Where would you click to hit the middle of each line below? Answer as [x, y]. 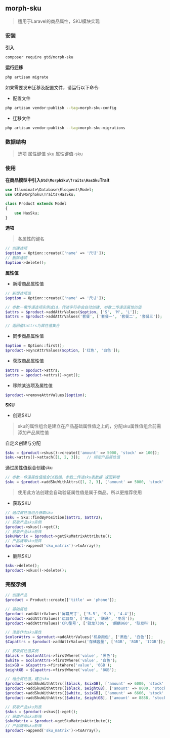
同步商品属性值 [28, 336]
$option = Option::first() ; [35, 346]
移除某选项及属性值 [33, 385]
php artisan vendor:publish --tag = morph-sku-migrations [65, 128]
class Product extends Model [36, 203]
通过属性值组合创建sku [29, 468]
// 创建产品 [16, 595]
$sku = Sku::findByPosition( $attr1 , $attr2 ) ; [54, 517]
